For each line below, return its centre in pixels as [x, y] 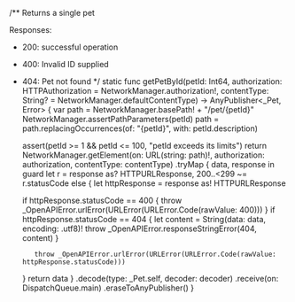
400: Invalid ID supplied [65, 64]
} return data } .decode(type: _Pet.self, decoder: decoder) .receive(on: [150, 279]
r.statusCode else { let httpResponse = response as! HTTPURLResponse [154, 183]
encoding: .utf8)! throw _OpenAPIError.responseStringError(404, [139, 228]
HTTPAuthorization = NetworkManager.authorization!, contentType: [145, 91]
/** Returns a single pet [52, 13]
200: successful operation [70, 47]
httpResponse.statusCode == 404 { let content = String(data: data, [144, 219]
